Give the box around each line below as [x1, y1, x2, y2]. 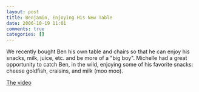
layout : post [6, 8, 39, 15]
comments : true [6, 25, 45, 32]
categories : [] [6, 31, 45, 38]
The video [6, 79, 32, 87]
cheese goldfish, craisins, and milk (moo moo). [6, 67, 123, 74]
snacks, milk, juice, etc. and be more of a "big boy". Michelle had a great [6, 54, 187, 62]
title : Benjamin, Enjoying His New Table [6, 15, 113, 21]
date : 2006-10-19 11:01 [6, 20, 67, 26]
